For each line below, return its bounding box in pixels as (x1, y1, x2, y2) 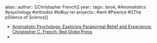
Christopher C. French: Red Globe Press (12, 29, 92, 34)
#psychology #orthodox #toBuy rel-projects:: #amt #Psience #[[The (5, 9, 142, 15)
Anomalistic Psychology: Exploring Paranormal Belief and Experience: (12, 24, 152, 29)
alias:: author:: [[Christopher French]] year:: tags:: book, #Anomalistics (5, 4, 146, 10)
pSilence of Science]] (5, 14, 49, 20)
